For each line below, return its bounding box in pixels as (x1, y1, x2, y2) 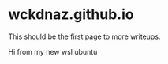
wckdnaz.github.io (8, 6, 134, 24)
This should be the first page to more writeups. (8, 32, 161, 41)
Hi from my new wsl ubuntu (8, 47, 98, 56)
